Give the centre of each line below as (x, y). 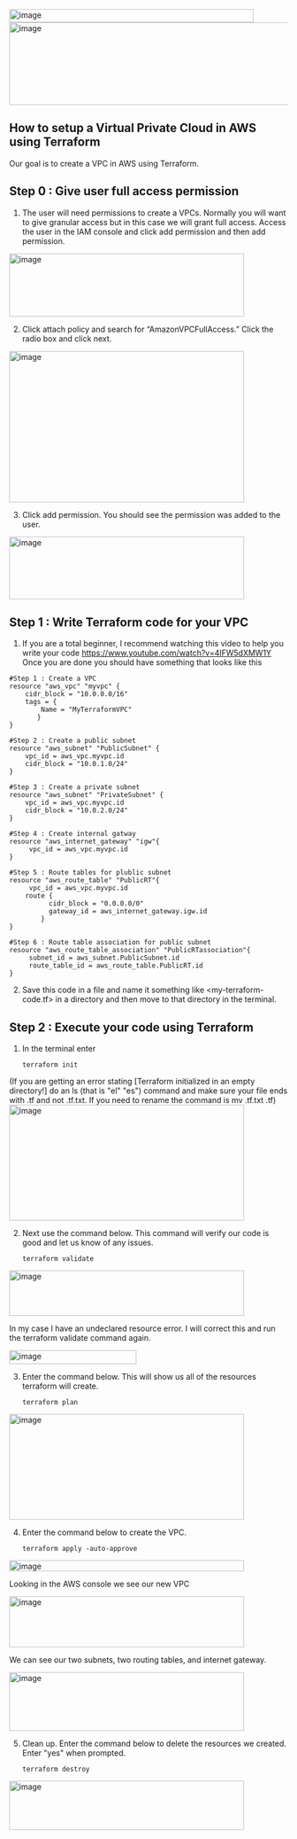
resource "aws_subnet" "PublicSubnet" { (85, 748)
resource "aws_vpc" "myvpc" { (65, 686)
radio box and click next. (67, 338)
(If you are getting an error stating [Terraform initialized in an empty (132, 1082)
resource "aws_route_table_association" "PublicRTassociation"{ (130, 951)
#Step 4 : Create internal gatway (73, 834)
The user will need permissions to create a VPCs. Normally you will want (154, 213)
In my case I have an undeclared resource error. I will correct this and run (142, 1328)
